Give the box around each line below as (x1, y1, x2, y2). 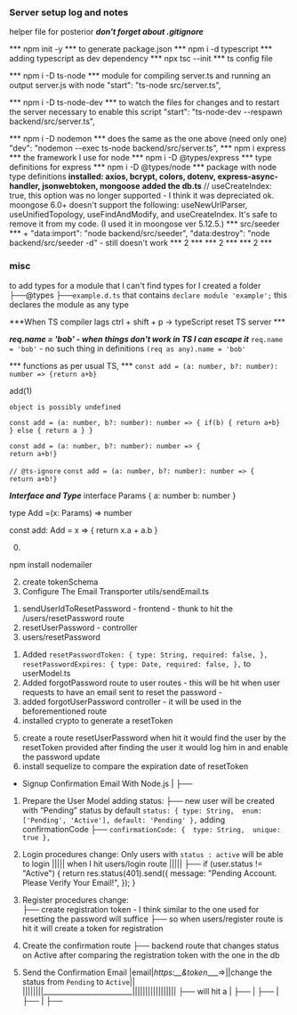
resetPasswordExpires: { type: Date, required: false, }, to (21, 658, 252, 669)
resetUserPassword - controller (21, 622, 138, 633)
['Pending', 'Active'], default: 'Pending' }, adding (21, 814, 225, 825)
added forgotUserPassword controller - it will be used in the (21, 696, 242, 707)
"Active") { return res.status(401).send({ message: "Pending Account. (21, 867, 277, 879)
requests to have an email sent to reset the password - (21, 686, 222, 697)
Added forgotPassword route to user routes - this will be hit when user (21, 677, 281, 688)
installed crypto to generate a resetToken (21, 715, 173, 725)
